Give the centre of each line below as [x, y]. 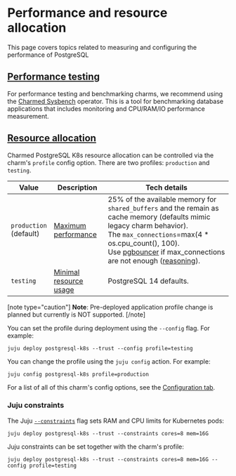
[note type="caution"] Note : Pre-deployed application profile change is [110, 307]
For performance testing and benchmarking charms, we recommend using [115, 93]
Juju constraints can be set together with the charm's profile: [96, 447]
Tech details [166, 187]
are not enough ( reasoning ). [154, 260]
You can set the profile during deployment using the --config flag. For [109, 328]
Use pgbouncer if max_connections [166, 252]
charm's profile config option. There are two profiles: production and [109, 162]
